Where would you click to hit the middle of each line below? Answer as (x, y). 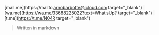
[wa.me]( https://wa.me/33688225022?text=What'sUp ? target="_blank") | (79, 13)
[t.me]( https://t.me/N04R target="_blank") (48, 18)
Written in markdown (38, 28)
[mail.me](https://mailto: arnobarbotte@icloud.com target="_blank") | (75, 8)
